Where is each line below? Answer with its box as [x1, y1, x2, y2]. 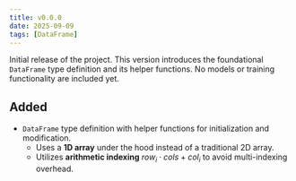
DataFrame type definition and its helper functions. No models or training [9, 64, 275, 74]
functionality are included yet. [9, 73, 119, 84]
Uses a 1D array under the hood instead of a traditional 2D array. [35, 142, 275, 153]
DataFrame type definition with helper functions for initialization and [22, 123, 270, 134]
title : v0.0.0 [9, 13, 63, 22]
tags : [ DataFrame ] [9, 30, 78, 39]
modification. [22, 133, 72, 143]
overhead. [35, 163, 74, 174]
